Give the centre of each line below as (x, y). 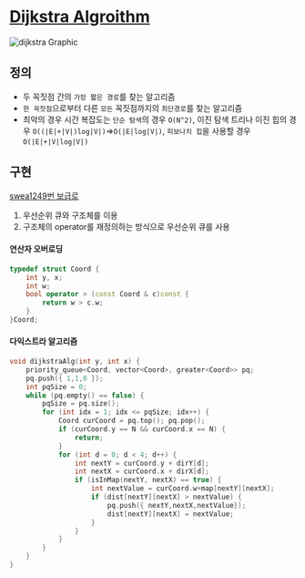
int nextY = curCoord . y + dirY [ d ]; (142, 463)
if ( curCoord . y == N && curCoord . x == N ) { (142, 429)
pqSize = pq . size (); (81, 404)
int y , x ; (45, 277)
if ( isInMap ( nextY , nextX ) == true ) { (148, 480)
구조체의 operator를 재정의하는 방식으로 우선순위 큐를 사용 (126, 226)
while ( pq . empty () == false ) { (85, 395)
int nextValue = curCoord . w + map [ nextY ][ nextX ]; (183, 489)
